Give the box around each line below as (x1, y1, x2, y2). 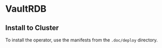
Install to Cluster (5, 23, 59, 32)
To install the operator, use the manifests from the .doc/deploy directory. (5, 37, 158, 43)
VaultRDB (5, 3, 47, 15)
